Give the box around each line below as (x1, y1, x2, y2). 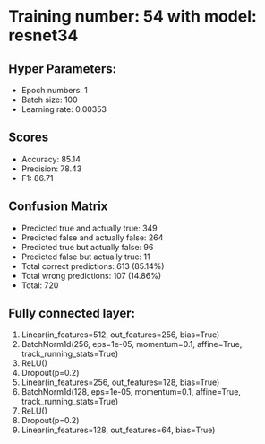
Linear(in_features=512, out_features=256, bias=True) (21, 329, 220, 340)
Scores (8, 130, 49, 145)
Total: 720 (21, 280, 59, 291)
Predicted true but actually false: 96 (21, 241, 154, 252)
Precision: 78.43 (21, 163, 82, 174)
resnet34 (8, 25, 79, 46)
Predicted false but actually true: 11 (21, 251, 150, 262)
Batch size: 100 (21, 94, 78, 105)
